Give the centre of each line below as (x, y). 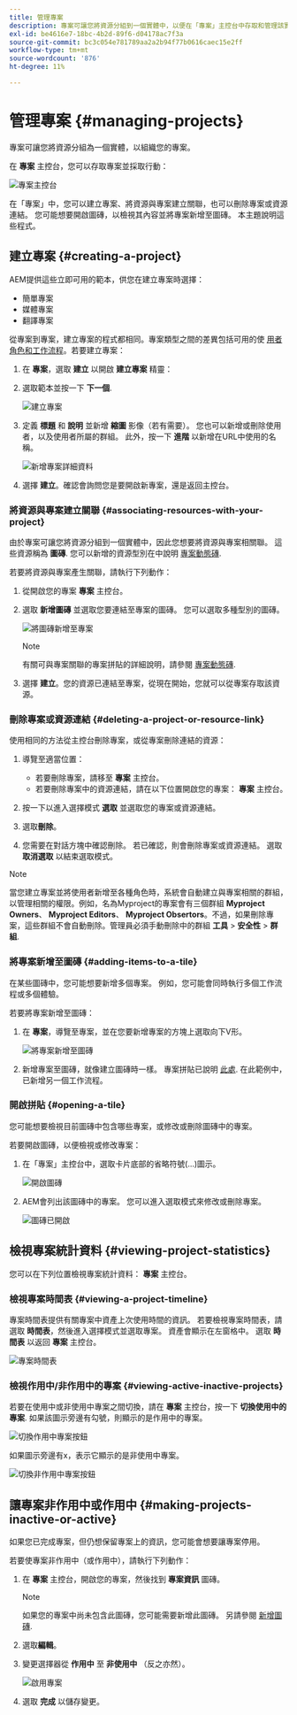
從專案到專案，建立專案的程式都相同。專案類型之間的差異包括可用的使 (137, 339)
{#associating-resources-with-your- (182, 510)
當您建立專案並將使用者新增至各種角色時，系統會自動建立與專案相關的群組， (148, 892)
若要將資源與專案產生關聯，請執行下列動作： (91, 572)
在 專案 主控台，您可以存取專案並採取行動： (89, 165)
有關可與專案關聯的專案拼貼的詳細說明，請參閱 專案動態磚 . (129, 664)
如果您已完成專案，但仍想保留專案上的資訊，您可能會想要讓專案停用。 (137, 1542)
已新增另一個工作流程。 (65, 1080)
